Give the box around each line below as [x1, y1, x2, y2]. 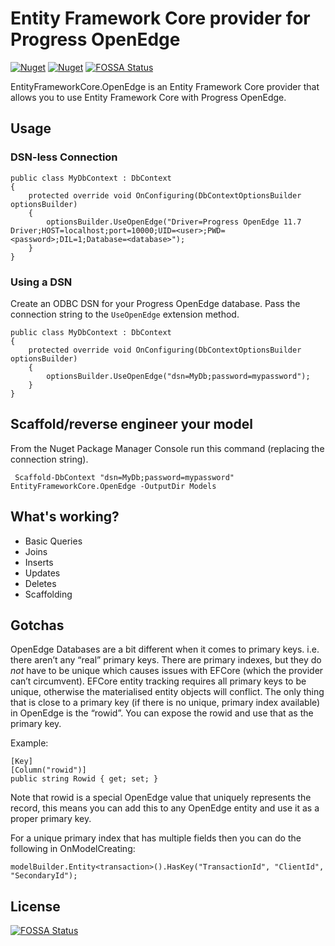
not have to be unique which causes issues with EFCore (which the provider [10, 665, 324, 677]
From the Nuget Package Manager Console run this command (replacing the [10, 442, 325, 454]
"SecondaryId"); [10, 871, 78, 881]
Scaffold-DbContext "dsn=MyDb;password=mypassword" [14, 472, 235, 482]
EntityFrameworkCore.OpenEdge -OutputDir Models [10, 481, 217, 491]
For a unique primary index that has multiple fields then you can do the [10, 832, 302, 844]
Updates [24, 567, 61, 579]
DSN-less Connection [10, 150, 118, 164]
